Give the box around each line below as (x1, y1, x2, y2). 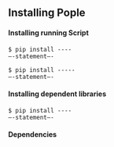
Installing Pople (8, 6, 86, 20)
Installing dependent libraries (8, 89, 107, 99)
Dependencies (8, 130, 57, 139)
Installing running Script (8, 27, 89, 38)
